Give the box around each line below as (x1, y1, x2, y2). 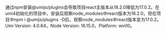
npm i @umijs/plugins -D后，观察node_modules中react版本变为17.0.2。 (14, 17, 161, 22)
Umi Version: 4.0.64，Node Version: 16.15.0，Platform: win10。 (5, 23, 135, 29)
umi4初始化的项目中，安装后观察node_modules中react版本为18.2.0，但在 (5, 10, 157, 16)
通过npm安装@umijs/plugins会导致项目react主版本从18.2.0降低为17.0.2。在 (5, 4, 159, 10)
